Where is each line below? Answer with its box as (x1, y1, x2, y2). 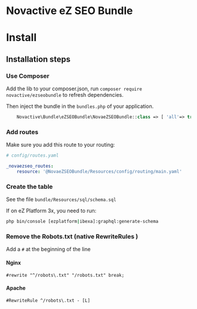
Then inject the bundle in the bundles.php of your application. (6, 103, 154, 110)
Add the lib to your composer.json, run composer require (6, 85, 142, 92)
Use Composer (6, 72, 50, 80)
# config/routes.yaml (6, 152, 59, 159)
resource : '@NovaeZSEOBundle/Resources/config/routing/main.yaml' (16, 168, 182, 174)
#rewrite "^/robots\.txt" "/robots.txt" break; (6, 272, 125, 278)
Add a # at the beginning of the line (6, 246, 91, 253)
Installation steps (6, 54, 71, 64)
